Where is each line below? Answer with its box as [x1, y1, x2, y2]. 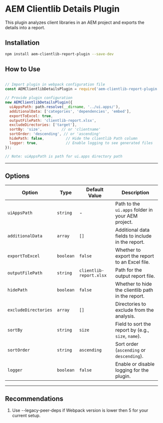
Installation [5, 39, 40, 47]
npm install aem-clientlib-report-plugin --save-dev [5, 51, 114, 56]
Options [5, 171, 30, 180]
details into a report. [5, 24, 45, 30]
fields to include [115, 233, 152, 239]
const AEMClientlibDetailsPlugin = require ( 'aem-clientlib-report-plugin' [5, 86, 160, 92]
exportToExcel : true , [9, 113, 53, 118]
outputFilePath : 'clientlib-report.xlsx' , [9, 118, 97, 123]
